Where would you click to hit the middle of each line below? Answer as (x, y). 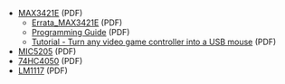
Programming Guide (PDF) (81, 32)
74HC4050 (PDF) (50, 61)
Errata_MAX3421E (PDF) (77, 23)
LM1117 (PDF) (43, 70)
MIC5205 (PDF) (47, 51)
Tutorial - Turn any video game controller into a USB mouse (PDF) (154, 42)
